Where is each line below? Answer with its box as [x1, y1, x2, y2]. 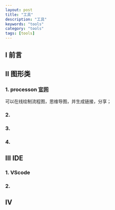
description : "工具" [5, 17, 47, 22]
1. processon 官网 [5, 86, 49, 93]
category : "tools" [5, 26, 44, 31]
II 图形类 [5, 69, 31, 78]
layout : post [5, 7, 33, 13]
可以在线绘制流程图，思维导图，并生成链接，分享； [5, 98, 111, 104]
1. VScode [5, 169, 30, 176]
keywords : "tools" [5, 21, 44, 27]
